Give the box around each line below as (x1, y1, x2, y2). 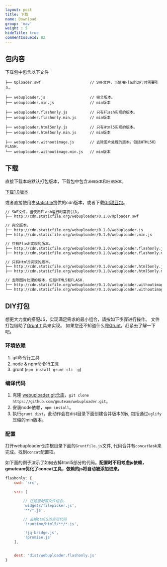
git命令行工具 (12, 354, 40, 360)
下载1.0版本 (5, 189, 29, 195)
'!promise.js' (23, 535, 52, 540)
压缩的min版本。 (12, 417, 46, 423)
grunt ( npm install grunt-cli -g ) (12, 366, 82, 372)
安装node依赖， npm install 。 (12, 405, 74, 411)
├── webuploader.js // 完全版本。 (5, 95, 115, 100)
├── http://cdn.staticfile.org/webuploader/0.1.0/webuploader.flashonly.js (5, 246, 166, 251)
